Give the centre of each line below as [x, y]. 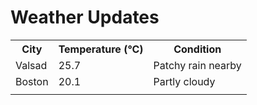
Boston [32, 81]
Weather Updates [85, 17]
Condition [197, 49]
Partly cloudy [184, 81]
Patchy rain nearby [197, 65]
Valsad [31, 65]
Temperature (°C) [101, 49]
